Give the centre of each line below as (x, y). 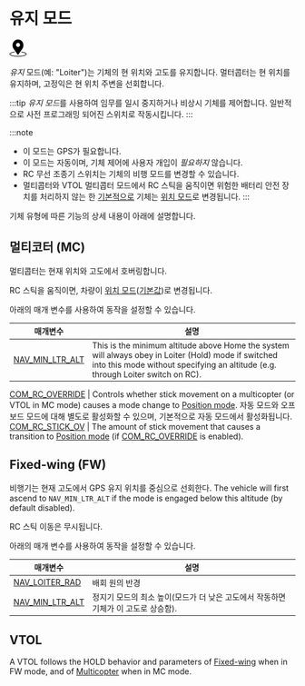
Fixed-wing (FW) (58, 465)
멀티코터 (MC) (48, 248)
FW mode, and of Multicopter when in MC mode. (101, 671)
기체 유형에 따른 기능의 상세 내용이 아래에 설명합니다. (103, 215)
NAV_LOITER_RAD (47, 582)
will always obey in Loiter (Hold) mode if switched (185, 354)
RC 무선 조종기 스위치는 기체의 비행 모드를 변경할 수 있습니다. (131, 174)
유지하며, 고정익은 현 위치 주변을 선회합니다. (87, 84)
